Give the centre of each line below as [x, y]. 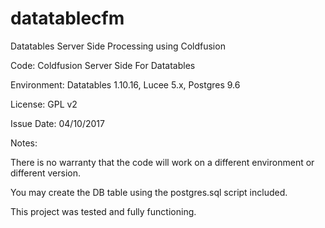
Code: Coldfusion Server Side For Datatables [103, 65]
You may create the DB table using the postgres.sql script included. [149, 192]
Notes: [24, 143]
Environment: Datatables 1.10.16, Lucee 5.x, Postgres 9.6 [125, 84]
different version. [46, 173]
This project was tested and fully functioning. [103, 211]
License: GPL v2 [44, 104]
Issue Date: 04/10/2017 [57, 123]
